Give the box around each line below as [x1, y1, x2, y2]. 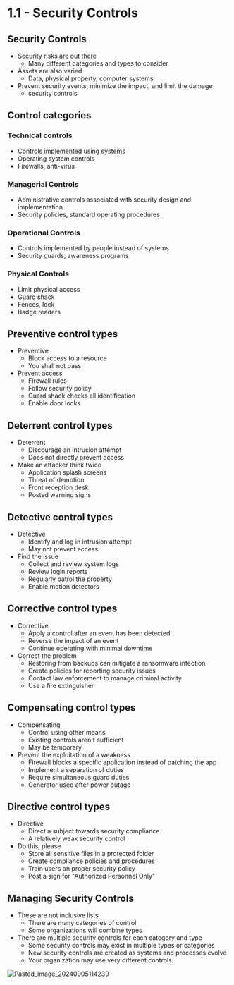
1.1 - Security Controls [7, 5, 139, 21]
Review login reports [27, 568, 88, 576]
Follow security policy [27, 384, 92, 393]
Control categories [7, 109, 92, 121]
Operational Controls [7, 228, 81, 238]
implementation [17, 202, 63, 211]
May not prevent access [27, 545, 99, 553]
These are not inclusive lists [17, 911, 99, 919]
